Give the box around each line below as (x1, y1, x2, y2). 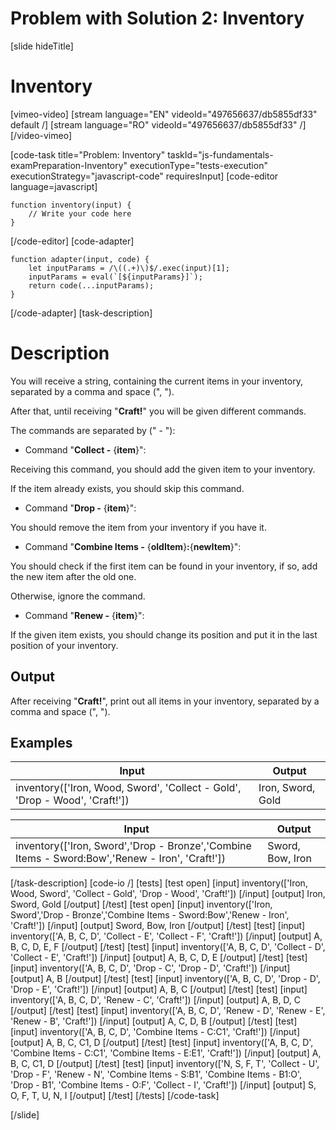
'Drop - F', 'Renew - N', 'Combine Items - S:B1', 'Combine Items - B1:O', (10, 1068, 303, 1081)
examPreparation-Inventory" (10, 159, 128, 171)
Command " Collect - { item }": (24, 443, 147, 456)
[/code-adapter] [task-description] (10, 307, 153, 319)
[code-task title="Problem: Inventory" (10, 148, 166, 161)
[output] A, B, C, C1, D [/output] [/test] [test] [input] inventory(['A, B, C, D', (10, 1037, 314, 1049)
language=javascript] (10, 180, 98, 192)
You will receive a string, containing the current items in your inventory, (10, 375, 303, 387)
